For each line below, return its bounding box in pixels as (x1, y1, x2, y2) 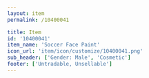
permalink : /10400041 (7, 16, 70, 23)
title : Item (7, 29, 41, 36)
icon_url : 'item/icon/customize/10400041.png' (7, 48, 143, 55)
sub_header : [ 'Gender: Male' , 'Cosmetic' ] (7, 54, 131, 62)
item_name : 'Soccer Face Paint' (7, 42, 100, 49)
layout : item (7, 10, 45, 17)
